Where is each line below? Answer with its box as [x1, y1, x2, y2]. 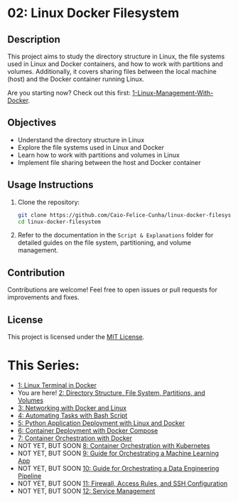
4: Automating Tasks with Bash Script [17, 411, 128, 420]
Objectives [7, 117, 57, 129]
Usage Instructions [7, 179, 94, 191]
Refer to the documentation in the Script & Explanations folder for [17, 231, 214, 240]
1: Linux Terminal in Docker [17, 380, 97, 389]
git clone [17, 211, 48, 218]
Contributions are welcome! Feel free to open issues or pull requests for [7, 286, 218, 294]
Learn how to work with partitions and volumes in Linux [17, 151, 180, 159]
